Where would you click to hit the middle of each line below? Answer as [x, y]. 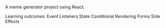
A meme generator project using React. [45, 7]
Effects [12, 21]
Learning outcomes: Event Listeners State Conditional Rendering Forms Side [83, 16]
